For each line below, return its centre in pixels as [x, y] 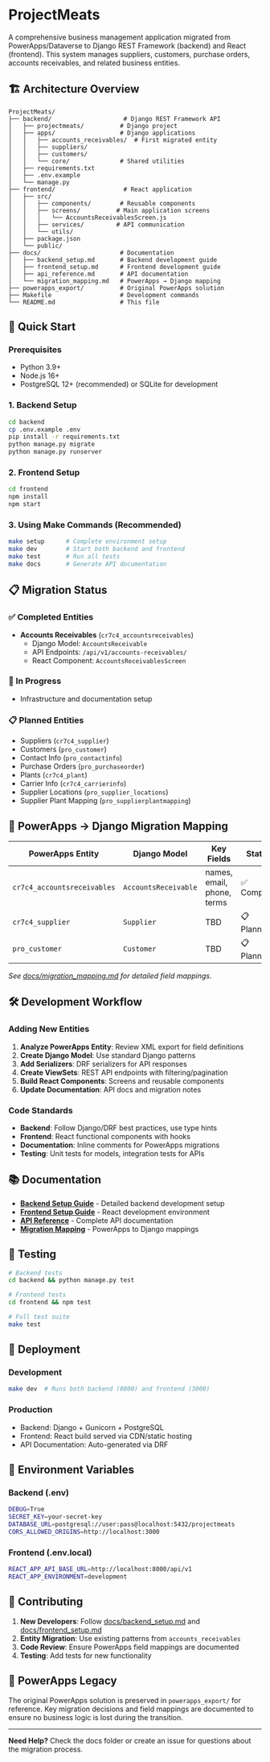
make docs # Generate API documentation [88, 564]
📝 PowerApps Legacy [63, 1681]
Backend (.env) [39, 1492]
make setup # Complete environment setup [88, 541]
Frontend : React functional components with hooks [105, 1136]
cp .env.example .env [45, 429]
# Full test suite [39, 1317]
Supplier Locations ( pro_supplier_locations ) [94, 792]
